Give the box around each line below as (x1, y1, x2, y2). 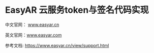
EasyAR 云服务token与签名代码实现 (5, 4, 149, 16)
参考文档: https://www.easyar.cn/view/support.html (5, 42, 109, 48)
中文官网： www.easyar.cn (5, 22, 60, 27)
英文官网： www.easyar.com (5, 32, 62, 38)
